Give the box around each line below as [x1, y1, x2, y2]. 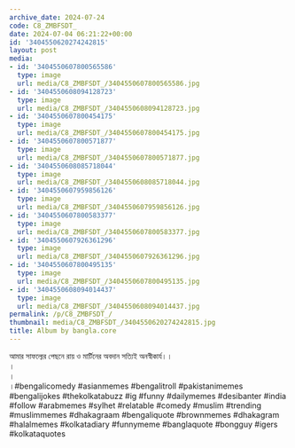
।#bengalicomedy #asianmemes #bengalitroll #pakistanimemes [9, 381, 244, 391]
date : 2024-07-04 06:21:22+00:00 [9, 29, 133, 38]
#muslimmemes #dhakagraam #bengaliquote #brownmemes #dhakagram [9, 409, 280, 420]
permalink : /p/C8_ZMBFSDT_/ [9, 310, 113, 319]
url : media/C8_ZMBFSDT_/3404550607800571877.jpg [17, 153, 200, 162]
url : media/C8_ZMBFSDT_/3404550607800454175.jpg [17, 129, 200, 138]
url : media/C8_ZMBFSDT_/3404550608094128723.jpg [17, 104, 200, 113]
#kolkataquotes [9, 428, 66, 439]
